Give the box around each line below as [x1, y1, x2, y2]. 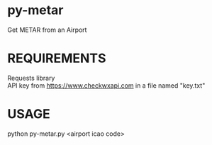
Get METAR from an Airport [7, 25, 87, 34]
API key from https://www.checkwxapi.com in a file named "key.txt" [7, 81, 206, 90]
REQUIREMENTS [7, 50, 106, 66]
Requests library [7, 74, 55, 82]
